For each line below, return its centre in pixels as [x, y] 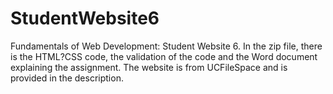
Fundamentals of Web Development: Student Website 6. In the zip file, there [166, 46]
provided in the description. [67, 78]
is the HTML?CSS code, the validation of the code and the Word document [164, 56]
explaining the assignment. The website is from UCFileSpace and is [149, 67]
